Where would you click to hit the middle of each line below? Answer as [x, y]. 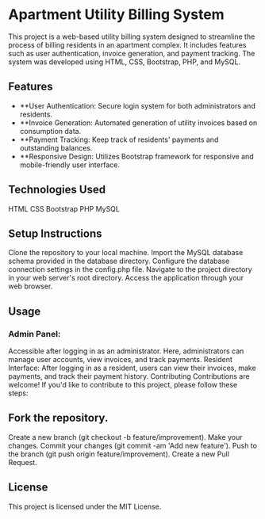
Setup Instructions [55, 233]
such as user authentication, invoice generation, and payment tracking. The [132, 53]
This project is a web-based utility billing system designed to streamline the [132, 36]
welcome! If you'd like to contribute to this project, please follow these [123, 385]
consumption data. [50, 131]
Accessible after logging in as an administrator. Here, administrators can [126, 351]
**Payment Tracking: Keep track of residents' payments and [119, 139]
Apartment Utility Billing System [116, 15]
